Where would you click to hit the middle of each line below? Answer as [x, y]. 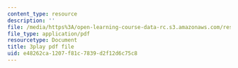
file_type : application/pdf [49, 34]
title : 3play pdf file [41, 47]
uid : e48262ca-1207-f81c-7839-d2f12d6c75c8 [73, 54]
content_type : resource [42, 14]
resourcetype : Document [42, 40]
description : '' [31, 21]
